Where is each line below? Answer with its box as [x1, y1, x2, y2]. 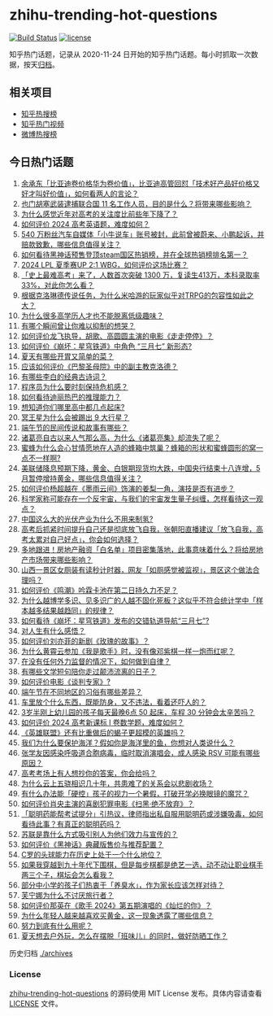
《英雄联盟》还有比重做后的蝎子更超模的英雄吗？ [20, 727, 185, 737]
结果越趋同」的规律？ [42, 605, 115, 615]
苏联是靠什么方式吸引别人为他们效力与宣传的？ [20, 829, 178, 839]
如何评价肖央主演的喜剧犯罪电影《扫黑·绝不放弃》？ [20, 799, 194, 809]
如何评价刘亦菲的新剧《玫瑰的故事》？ [20, 636, 149, 646]
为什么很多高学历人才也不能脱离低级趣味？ [20, 311, 164, 320]
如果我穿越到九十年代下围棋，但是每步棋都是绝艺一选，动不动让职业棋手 [20, 860, 263, 870]
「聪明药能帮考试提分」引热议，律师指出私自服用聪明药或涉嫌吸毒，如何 [20, 809, 263, 818]
